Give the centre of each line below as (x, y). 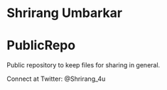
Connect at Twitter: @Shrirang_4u (56, 79)
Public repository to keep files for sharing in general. (83, 65)
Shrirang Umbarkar (64, 13)
